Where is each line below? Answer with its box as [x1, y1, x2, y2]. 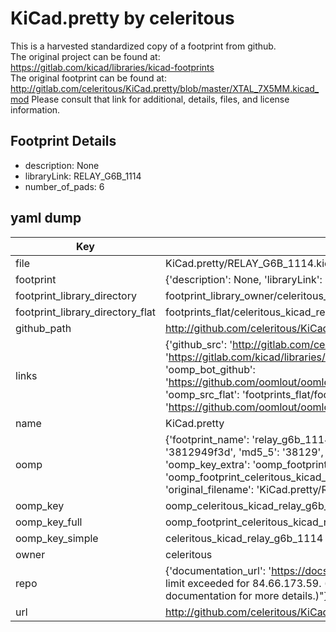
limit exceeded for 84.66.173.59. [164, 576, 322, 590]
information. [10, 103, 61, 116]
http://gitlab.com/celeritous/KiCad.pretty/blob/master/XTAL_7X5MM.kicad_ [10, 82, 320, 94]
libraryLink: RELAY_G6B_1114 [24, 170, 142, 182]
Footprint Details [10, 133, 117, 150]
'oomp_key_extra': [164, 457, 251, 471]
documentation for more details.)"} [164, 588, 328, 602]
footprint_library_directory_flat [15, 305, 156, 319]
